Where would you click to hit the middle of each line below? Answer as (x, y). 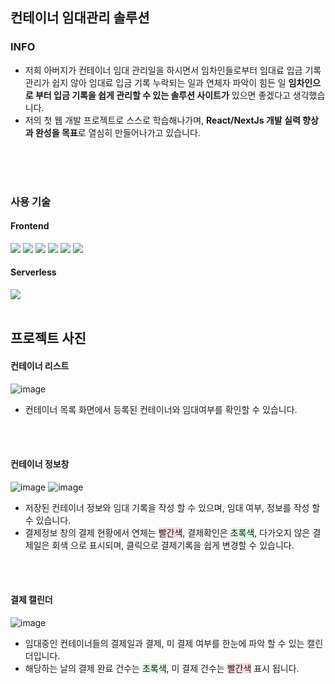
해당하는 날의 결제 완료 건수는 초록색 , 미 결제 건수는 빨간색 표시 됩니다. (162, 669)
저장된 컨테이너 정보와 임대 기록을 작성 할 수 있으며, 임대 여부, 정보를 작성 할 (172, 507)
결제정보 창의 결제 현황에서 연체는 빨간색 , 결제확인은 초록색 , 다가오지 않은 (167, 532)
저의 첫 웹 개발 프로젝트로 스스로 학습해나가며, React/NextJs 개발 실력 (162, 120)
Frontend (30, 226)
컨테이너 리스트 (40, 366)
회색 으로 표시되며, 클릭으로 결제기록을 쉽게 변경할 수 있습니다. (173, 545)
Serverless (33, 272)
